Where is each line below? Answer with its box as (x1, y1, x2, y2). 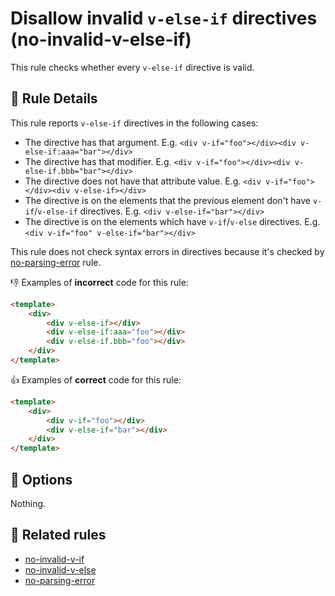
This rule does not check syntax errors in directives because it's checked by (10, 245, 325, 257)
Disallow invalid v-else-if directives (10, 7, 318, 30)
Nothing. (10, 497, 47, 509)
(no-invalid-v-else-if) (10, 28, 192, 51)
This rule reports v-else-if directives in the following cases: (10, 117, 259, 129)
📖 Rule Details (10, 90, 98, 107)
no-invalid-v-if (24, 553, 85, 565)
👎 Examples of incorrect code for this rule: (10, 276, 189, 288)
